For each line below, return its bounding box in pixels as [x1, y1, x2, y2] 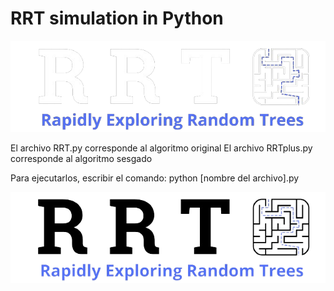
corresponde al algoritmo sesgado [10, 152, 153, 164]
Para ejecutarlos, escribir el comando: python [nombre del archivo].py [10, 172, 300, 184]
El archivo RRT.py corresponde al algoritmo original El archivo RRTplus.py [10, 142, 313, 154]
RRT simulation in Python [10, 7, 224, 30]
